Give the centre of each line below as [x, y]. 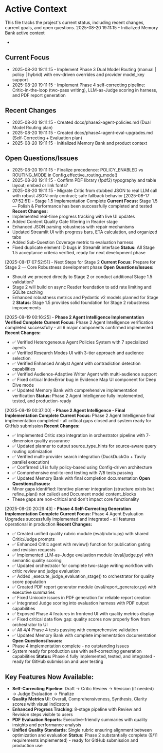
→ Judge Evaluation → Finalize [43, 694]
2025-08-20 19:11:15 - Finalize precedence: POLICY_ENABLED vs [78, 170]
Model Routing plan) [32, 127]
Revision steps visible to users [42, 715]
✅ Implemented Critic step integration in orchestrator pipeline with [78, 435]
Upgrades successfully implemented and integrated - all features [70, 519]
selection [21, 358]
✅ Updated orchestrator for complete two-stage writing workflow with [82, 565]
